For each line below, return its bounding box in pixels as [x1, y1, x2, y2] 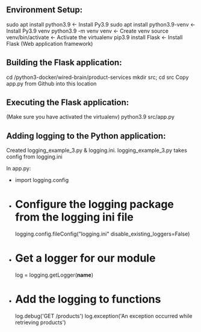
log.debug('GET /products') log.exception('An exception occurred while [14, 313, 193, 320]
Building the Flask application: [6, 57, 122, 68]
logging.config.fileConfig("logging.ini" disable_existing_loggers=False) [14, 230, 190, 237]
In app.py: [6, 165, 31, 172]
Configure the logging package [14, 198, 175, 211]
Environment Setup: [6, 5, 83, 15]
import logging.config [14, 177, 69, 184]
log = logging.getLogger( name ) [14, 271, 93, 279]
